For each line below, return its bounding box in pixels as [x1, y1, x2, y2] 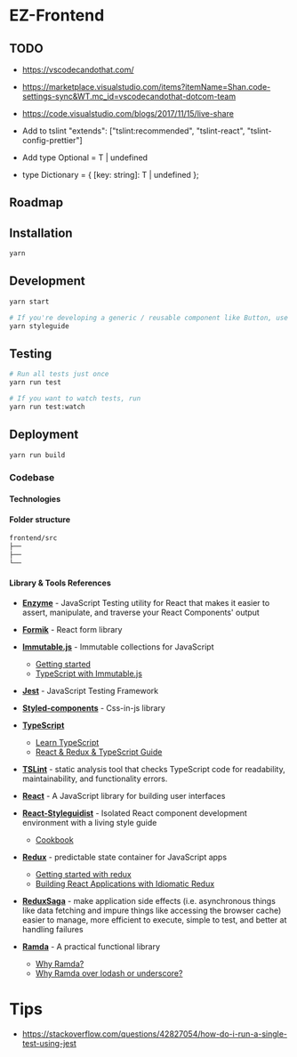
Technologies [9, 494, 61, 504]
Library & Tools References [9, 577, 111, 588]
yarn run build [9, 450, 66, 459]
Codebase [9, 472, 55, 484]
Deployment [9, 427, 79, 442]
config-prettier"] [21, 135, 83, 145]
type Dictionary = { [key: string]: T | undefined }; [21, 170, 200, 180]
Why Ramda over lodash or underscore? [35, 967, 183, 979]
